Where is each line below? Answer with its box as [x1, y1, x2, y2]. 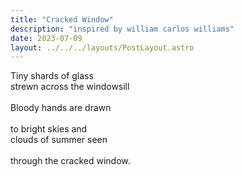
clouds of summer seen [10, 134, 108, 146]
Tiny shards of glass [10, 70, 94, 82]
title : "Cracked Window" [10, 14, 114, 25]
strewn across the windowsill [10, 81, 130, 93]
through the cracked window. [10, 155, 131, 167]
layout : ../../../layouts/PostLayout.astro [10, 42, 195, 53]
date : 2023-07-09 [10, 33, 83, 43]
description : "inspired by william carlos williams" [10, 24, 235, 34]
